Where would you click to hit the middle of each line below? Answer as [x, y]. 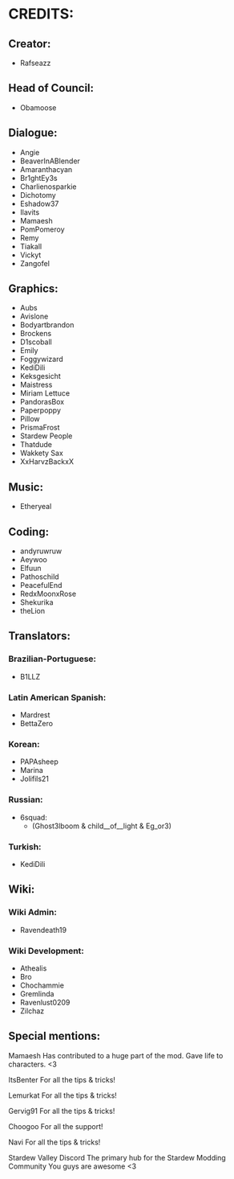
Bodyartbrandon [47, 325]
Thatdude [36, 445]
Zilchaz [32, 1011]
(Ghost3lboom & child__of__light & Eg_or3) [102, 826]
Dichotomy [38, 195]
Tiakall [31, 246]
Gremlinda [37, 993]
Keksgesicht [40, 376]
